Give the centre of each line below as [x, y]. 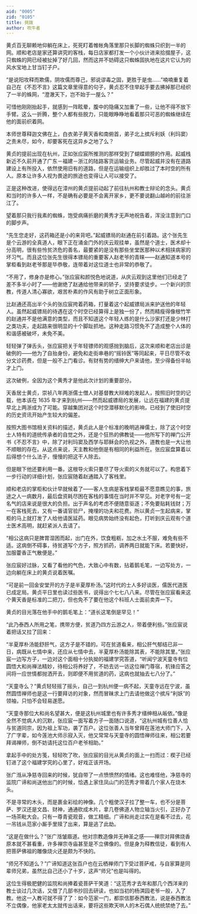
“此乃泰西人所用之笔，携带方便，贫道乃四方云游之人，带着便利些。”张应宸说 [97, 625]
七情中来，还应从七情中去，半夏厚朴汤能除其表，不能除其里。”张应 [111, 652]
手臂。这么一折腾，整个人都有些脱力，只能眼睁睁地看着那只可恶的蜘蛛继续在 [98, 114]
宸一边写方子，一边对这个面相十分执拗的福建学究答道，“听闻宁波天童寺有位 [97, 659]
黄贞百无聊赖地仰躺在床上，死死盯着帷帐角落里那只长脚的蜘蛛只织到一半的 [96, 45]
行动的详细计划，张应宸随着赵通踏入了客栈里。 [73, 476]
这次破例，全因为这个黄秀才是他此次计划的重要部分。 [70, 380]
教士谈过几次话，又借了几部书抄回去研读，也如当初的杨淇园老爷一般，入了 [96, 891]
